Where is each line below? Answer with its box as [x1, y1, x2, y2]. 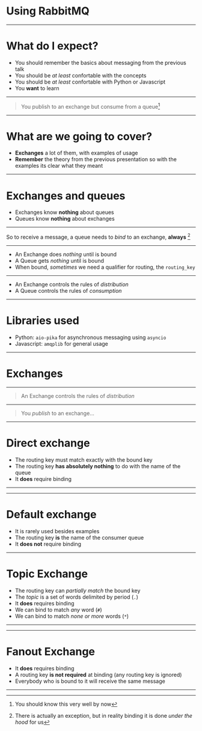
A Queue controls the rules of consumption [14, 287, 122, 295]
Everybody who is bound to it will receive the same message [14, 677, 165, 685]
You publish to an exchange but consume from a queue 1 [20, 102, 161, 110]
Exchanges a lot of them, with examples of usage [14, 149, 138, 157]
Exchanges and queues [6, 189, 126, 203]
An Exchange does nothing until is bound [14, 251, 117, 258]
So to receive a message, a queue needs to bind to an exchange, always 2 [6, 233, 191, 241]
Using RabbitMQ [6, 4, 90, 18]
